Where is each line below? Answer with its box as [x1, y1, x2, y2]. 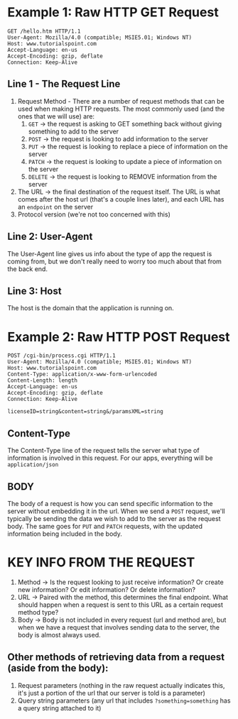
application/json [7, 461, 59, 468]
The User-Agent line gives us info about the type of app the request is [7, 249, 212, 258]
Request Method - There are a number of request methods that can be [17, 97, 225, 105]
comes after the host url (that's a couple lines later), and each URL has [17, 194, 225, 203]
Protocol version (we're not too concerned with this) [17, 210, 171, 219]
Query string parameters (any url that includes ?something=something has [17, 696, 231, 705]
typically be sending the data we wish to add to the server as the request [7, 514, 221, 522]
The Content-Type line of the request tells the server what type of [7, 446, 200, 455]
